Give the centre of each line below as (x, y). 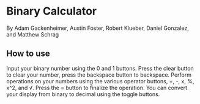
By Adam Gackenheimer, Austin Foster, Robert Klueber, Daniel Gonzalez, (98, 28)
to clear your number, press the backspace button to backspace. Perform (99, 75)
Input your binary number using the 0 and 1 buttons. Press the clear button (100, 68)
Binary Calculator (51, 11)
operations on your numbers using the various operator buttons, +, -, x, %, (100, 81)
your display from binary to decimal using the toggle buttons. (83, 94)
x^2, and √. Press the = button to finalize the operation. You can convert (97, 88)
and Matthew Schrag (33, 34)
